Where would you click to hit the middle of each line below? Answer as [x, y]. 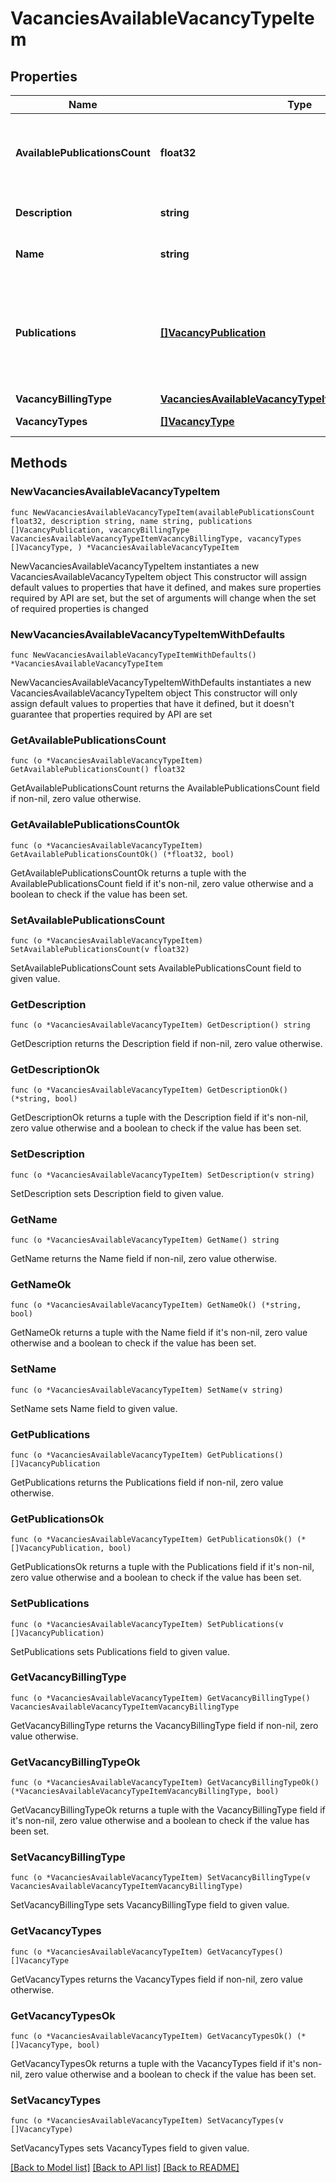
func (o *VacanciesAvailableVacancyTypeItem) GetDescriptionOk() [149, 1090]
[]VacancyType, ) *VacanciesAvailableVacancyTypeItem [125, 547]
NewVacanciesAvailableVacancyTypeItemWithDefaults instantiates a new [161, 682]
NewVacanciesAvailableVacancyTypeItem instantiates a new [135, 566]
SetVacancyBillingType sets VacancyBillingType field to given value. [150, 1905]
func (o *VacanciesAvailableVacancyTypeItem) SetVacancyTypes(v [147, 2121]
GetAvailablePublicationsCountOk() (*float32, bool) [122, 854]
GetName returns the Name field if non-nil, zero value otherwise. [144, 1259]
